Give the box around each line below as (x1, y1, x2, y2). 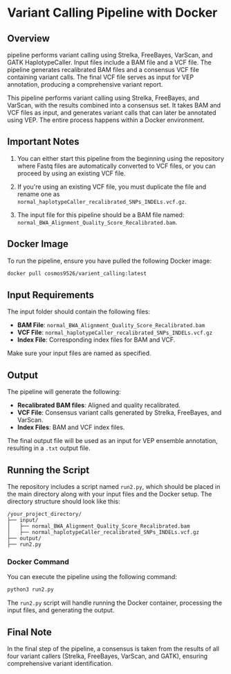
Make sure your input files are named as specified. (7, 349, 151, 358)
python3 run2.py (7, 586, 54, 594)
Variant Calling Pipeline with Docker (7, 5, 218, 21)
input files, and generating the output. (7, 606, 115, 614)
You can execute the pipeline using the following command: (7, 573, 178, 581)
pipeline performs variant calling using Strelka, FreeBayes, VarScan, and (7, 51, 213, 59)
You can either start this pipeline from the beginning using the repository (17, 154, 225, 162)
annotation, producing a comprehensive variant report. (7, 80, 163, 88)
